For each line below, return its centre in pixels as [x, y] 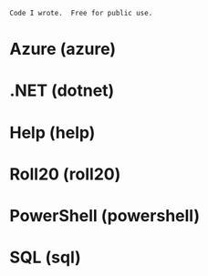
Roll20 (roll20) [65, 174]
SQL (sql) [46, 257]
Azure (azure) [63, 49]
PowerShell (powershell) [105, 215]
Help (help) [52, 133]
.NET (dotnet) [62, 91]
